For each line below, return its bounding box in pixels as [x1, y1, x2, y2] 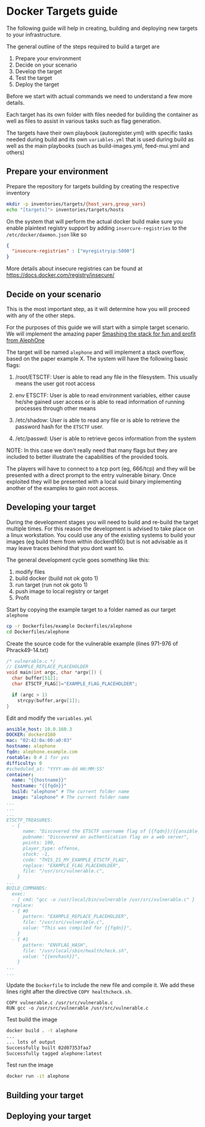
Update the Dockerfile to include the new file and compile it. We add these [6, 982, 195, 988]
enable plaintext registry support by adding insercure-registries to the [6, 224, 187, 232]
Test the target [15, 74, 52, 81]
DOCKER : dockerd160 [6, 732, 56, 738]
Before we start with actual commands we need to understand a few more [6, 92, 193, 100]
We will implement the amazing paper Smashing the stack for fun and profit [6, 330, 196, 337]
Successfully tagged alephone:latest [6, 1050, 103, 1057]
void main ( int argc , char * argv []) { [6, 669, 103, 676]
